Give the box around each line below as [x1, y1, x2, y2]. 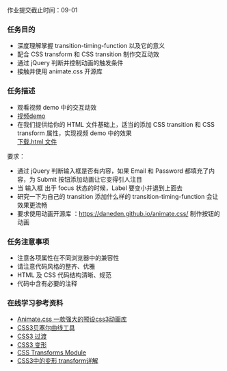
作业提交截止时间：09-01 [7, 6, 78, 14]
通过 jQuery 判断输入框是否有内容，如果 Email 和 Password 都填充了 [16, 167, 209, 175]
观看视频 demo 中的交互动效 [16, 103, 97, 111]
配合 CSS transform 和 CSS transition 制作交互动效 [16, 50, 159, 58]
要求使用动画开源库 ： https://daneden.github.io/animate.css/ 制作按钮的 [16, 209, 220, 217]
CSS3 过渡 [16, 332, 47, 341]
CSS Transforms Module [16, 348, 87, 357]
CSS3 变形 [16, 341, 47, 349]
